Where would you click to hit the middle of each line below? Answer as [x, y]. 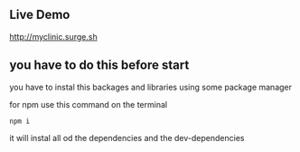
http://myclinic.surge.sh [53, 36]
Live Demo [40, 15]
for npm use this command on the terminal [89, 104]
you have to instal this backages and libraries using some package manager [150, 87]
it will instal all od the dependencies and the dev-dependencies [127, 138]
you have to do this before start [99, 66]
